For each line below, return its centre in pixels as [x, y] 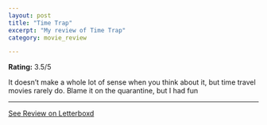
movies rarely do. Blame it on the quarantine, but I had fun [103, 91]
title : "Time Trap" [41, 23]
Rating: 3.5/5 [30, 67]
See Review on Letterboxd [51, 114]
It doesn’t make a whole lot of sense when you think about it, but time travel [132, 82]
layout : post [30, 15]
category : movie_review [48, 38]
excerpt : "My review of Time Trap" [67, 30]
